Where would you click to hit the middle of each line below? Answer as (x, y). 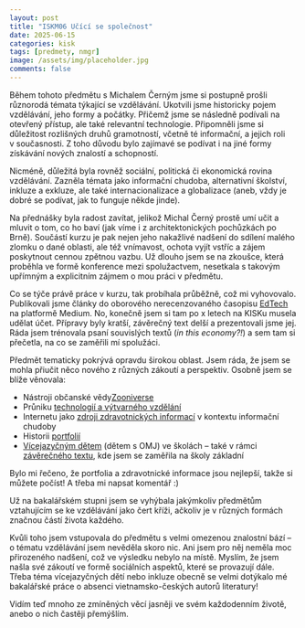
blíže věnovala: (38, 379)
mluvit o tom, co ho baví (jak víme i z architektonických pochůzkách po (143, 227)
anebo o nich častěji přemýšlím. (69, 613)
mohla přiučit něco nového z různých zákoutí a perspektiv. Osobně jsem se (151, 369)
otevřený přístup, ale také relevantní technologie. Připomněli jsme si (137, 123)
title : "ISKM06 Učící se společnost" (81, 27)
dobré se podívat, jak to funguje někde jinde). (95, 200)
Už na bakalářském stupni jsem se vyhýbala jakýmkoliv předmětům (136, 500)
